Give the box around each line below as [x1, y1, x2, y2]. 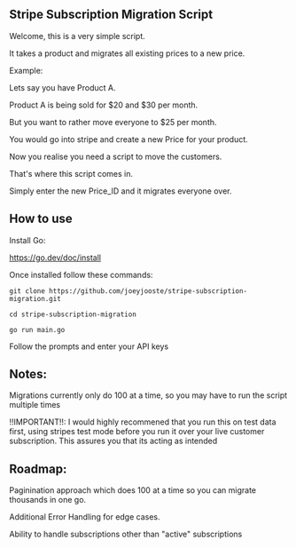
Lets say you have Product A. [9, 82, 116, 92]
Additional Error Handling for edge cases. [9, 512, 161, 522]
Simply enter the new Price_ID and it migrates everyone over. [9, 186, 232, 196]
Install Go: [9, 234, 46, 245]
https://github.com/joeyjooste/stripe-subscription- [48, 286, 248, 296]
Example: [9, 65, 43, 75]
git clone [9, 286, 46, 296]
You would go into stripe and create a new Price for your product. [9, 133, 248, 145]
